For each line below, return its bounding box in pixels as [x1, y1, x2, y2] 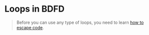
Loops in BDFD [4, 3, 65, 15]
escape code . [16, 24, 44, 30]
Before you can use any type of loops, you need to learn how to [16, 19, 144, 25]
